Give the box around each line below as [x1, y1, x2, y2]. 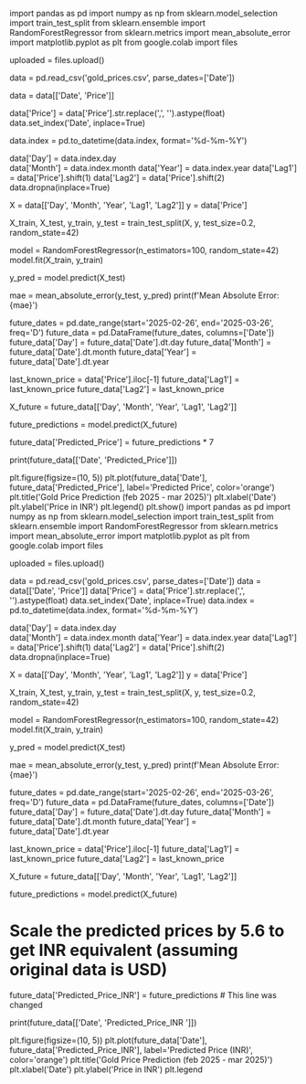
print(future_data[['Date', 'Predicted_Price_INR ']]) [9, 1016, 197, 1027]
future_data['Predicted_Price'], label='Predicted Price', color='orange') [9, 482, 276, 493]
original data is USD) [9, 960, 168, 981]
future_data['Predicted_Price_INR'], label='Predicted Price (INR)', [9, 1044, 254, 1055]
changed [9, 999, 43, 1010]
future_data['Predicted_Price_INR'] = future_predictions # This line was [9, 989, 277, 1000]
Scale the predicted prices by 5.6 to [9, 920, 285, 941]
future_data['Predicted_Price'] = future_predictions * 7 [9, 437, 215, 447]
